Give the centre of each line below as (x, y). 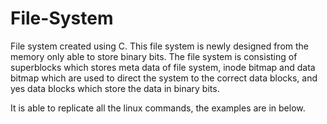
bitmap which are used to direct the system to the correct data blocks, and (164, 78)
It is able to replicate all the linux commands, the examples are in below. (158, 108)
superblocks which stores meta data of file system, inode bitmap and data (163, 67)
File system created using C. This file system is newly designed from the (160, 46)
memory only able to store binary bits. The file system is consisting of (154, 56)
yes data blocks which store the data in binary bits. (115, 88)
